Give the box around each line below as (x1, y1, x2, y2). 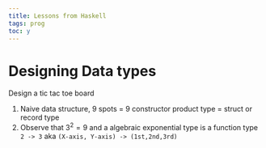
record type (19, 112, 60, 122)
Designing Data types (8, 61, 157, 80)
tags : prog (8, 19, 45, 27)
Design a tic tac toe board (8, 88, 95, 98)
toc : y (8, 27, 31, 35)
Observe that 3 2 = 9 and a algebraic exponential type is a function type (19, 121, 259, 132)
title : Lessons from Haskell (8, 11, 107, 20)
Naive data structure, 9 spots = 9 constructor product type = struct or (19, 104, 253, 114)
